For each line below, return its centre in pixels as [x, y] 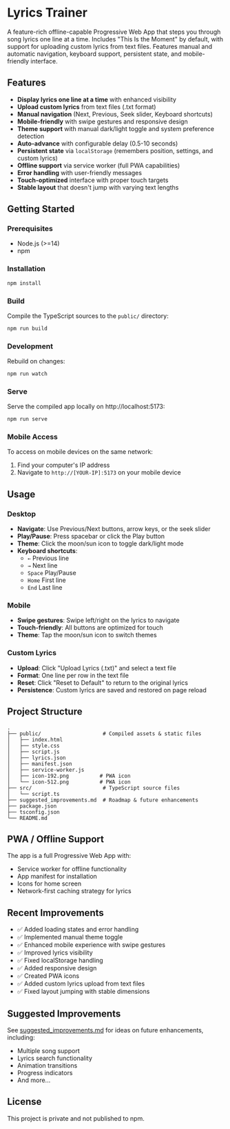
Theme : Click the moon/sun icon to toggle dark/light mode [100, 543]
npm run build [28, 328]
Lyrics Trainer [48, 13]
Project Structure [45, 712]
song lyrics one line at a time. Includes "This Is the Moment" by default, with [115, 39]
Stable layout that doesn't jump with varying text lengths [98, 187]
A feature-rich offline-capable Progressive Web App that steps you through [114, 32]
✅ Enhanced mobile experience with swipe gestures [91, 945]
